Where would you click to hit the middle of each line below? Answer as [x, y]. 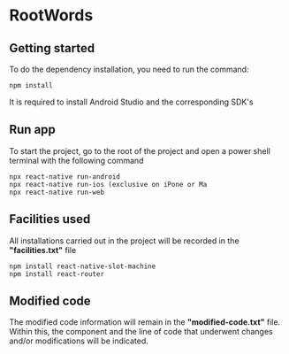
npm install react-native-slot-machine [83, 266]
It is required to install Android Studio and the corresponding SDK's [131, 102]
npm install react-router [57, 274]
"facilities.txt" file [43, 250]
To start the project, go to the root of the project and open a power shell [140, 150]
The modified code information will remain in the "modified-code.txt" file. [145, 322]
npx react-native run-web [57, 192]
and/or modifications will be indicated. [79, 341]
